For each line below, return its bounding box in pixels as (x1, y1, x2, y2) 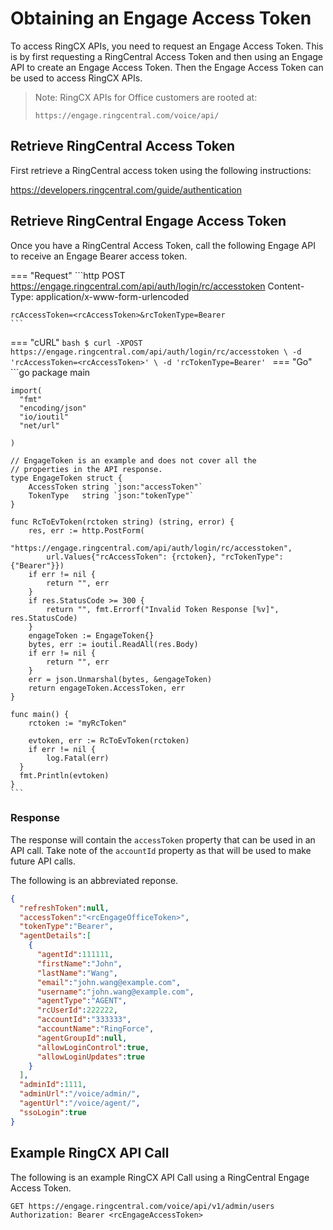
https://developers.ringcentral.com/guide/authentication (10, 183, 242, 196)
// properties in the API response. (10, 464, 163, 474)
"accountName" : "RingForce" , (36, 1024, 155, 1034)
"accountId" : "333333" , (36, 1015, 132, 1025)
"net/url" (19, 420, 60, 431)
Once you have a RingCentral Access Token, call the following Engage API (10, 239, 316, 251)
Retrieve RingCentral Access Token (10, 138, 236, 155)
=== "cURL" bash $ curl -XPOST (10, 336, 143, 348)
